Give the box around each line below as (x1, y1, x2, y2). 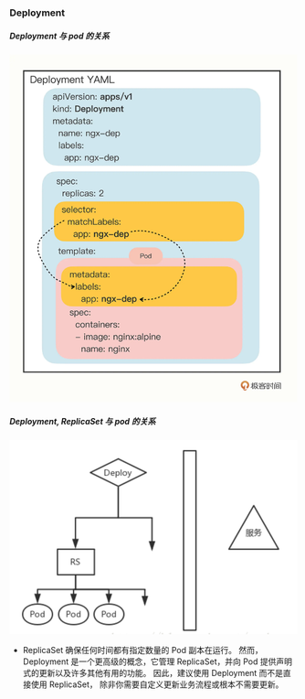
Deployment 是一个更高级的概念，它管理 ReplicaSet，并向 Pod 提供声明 (22, 656, 292, 667)
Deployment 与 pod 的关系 (9, 30, 110, 41)
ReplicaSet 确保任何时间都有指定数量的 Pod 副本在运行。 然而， (22, 645, 263, 656)
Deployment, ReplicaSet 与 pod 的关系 (9, 416, 156, 427)
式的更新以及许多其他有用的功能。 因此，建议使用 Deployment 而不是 (22, 668, 284, 679)
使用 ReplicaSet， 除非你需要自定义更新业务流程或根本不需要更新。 (30, 679, 284, 690)
